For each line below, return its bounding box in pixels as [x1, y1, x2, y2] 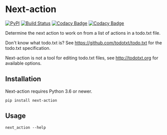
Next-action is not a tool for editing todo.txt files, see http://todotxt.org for [5, 54, 158, 61]
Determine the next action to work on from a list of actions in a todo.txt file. [5, 30, 161, 36]
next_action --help [5, 125, 46, 130]
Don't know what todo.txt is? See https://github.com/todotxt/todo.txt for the [5, 39, 162, 46]
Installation [5, 75, 41, 84]
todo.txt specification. [5, 45, 51, 51]
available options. [5, 60, 42, 66]
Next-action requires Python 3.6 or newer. [5, 88, 93, 94]
